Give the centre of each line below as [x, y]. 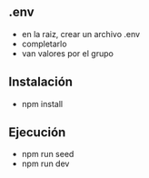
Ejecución [37, 133]
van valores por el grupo [68, 53]
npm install [42, 104]
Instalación [41, 82]
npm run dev [45, 163]
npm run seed [48, 154]
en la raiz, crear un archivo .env [81, 34]
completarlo [44, 44]
